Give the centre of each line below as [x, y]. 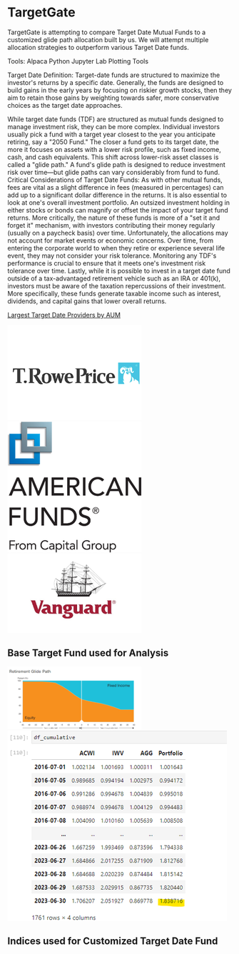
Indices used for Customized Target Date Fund [113, 942]
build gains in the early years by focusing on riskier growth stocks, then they [119, 90]
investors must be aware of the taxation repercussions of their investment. [117, 285]
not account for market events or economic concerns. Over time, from [111, 240]
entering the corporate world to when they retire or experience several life [116, 248]
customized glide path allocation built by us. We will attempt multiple [108, 39]
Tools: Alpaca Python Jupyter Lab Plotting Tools [78, 61]
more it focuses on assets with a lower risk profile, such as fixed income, [114, 149]
